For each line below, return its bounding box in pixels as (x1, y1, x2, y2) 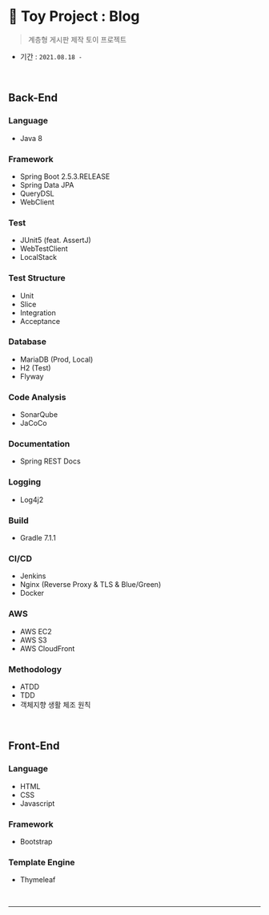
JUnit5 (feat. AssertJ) (19, 236, 92, 245)
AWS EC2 (19, 626, 52, 636)
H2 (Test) (19, 362, 51, 372)
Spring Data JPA (19, 180, 74, 189)
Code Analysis (8, 391, 66, 403)
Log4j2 (19, 495, 44, 504)
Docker (19, 589, 45, 598)
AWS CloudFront (19, 643, 75, 653)
